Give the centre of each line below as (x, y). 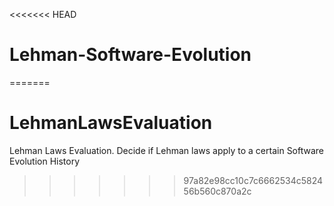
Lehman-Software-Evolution (130, 55)
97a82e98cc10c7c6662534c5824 (253, 180)
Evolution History (45, 161)
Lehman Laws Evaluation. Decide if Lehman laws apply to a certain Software (167, 150)
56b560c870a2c (217, 191)
